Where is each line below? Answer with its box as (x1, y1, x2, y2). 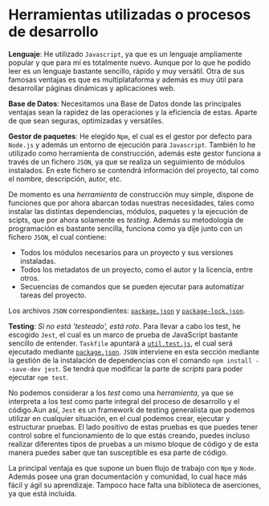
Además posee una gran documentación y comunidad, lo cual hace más (8, 472, 247, 481)
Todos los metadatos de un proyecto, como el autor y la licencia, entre (19, 265, 253, 274)
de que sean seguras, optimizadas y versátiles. (8, 115, 165, 125)
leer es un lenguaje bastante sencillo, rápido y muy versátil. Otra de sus (8, 66, 245, 75)
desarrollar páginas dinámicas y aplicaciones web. (8, 83, 176, 93)
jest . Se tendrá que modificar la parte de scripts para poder (43, 363, 243, 374)
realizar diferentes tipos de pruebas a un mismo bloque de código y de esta (8, 439, 259, 448)
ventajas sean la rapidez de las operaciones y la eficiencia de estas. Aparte (8, 107, 258, 117)
